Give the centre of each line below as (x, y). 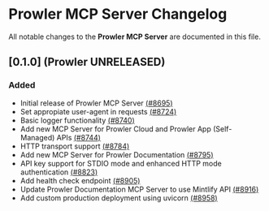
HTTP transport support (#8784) (75, 146)
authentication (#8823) (59, 172)
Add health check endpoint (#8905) (80, 180)
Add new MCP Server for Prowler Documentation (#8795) (117, 154)
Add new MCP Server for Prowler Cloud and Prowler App (115, 129)
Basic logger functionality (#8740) (78, 120)
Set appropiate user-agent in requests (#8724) (98, 111)
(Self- (222, 129)
